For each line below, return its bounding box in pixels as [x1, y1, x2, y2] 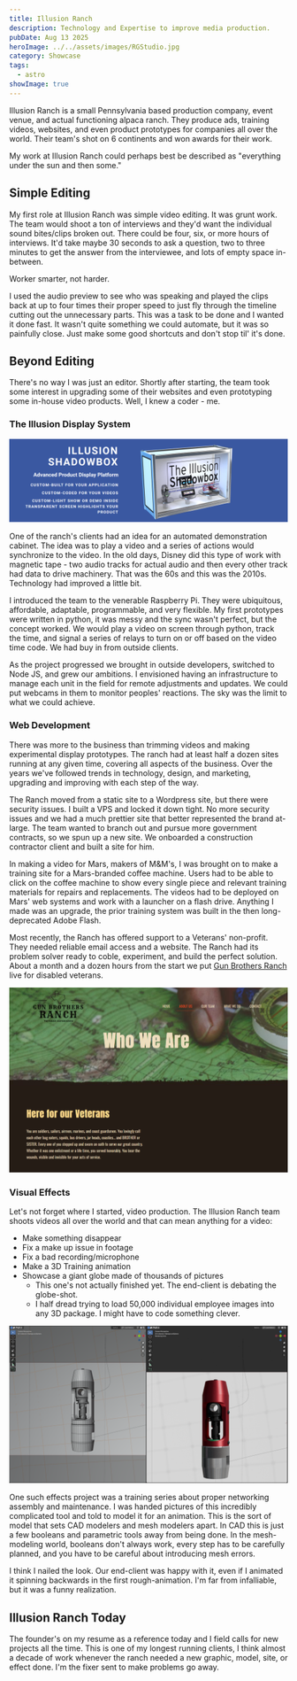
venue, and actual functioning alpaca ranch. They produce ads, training [9, 114, 270, 125]
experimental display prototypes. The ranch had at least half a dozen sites [9, 748, 279, 759]
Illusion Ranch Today [9, 1610, 126, 1625]
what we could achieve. [9, 697, 95, 708]
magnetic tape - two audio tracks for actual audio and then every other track [9, 559, 288, 570]
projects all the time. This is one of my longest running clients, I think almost [9, 1643, 286, 1654]
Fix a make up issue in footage [21, 1242, 134, 1252]
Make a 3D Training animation [21, 1260, 131, 1271]
